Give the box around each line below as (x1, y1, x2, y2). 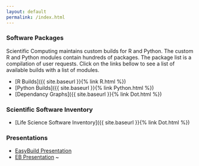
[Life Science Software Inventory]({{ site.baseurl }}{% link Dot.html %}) (14, 119, 190, 126)
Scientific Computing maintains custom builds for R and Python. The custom (6, 47, 194, 54)
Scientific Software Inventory (6, 105, 94, 114)
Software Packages (6, 34, 64, 42)
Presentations (6, 134, 48, 142)
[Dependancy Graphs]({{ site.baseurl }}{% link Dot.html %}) (14, 90, 162, 98)
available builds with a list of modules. (6, 66, 99, 73)
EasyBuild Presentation (14, 147, 72, 155)
